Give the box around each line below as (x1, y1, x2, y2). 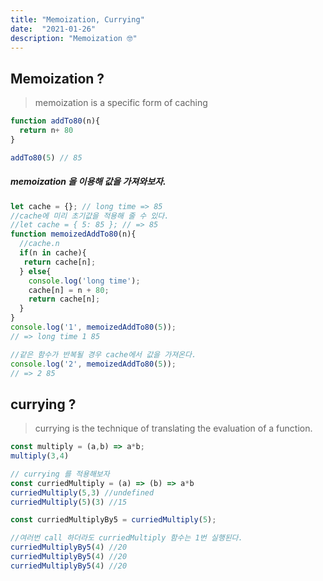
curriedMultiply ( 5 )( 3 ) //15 (10, 497, 128, 507)
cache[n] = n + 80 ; (28, 285, 110, 295)
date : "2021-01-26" (10, 24, 97, 34)
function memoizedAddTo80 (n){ (10, 229, 137, 240)
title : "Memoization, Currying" (10, 14, 145, 25)
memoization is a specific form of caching (34, 97, 208, 109)
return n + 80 (19, 126, 74, 136)
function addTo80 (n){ (10, 116, 101, 126)
